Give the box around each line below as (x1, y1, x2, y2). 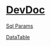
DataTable (6, 33, 30, 40)
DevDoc (6, 3, 45, 17)
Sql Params (6, 22, 34, 29)
